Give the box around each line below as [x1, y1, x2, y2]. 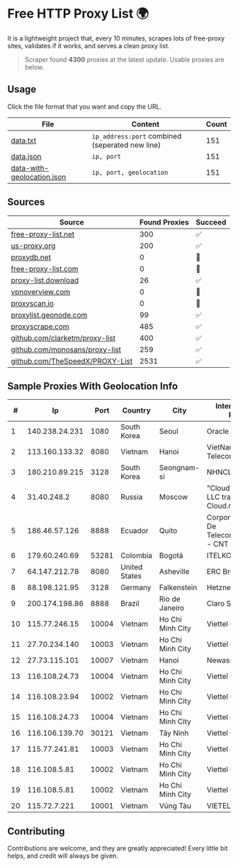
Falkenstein [159, 583, 198, 593]
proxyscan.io [11, 298, 55, 308]
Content [131, 119, 160, 129]
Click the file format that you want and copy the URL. [7, 102, 161, 111]
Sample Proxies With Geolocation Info [7, 380, 178, 392]
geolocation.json [11, 172, 67, 182]
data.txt [11, 136, 37, 146]
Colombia [120, 551, 153, 561]
